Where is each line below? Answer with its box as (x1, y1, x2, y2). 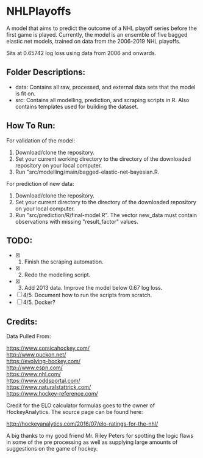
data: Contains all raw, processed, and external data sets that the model (15, 83, 196, 90)
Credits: (6, 316, 38, 327)
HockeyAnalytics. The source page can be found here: (6, 408, 143, 416)
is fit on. (15, 90, 36, 97)
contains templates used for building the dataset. (15, 103, 138, 110)
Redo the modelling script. (24, 271, 91, 279)
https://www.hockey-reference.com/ (6, 390, 99, 397)
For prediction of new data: (6, 180, 74, 187)
